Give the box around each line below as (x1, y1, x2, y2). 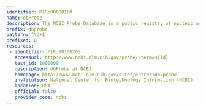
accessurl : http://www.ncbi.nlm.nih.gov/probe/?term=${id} (14, 54, 169, 61)
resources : (6, 43, 34, 50)
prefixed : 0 (6, 37, 37, 43)
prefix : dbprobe (6, 26, 48, 32)
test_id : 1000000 (14, 60, 59, 66)
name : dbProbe (6, 15, 43, 21)
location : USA (14, 83, 51, 89)
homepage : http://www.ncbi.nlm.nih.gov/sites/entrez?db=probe (14, 71, 177, 78)
